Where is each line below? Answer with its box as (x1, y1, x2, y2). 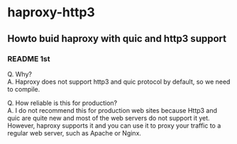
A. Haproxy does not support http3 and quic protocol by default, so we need (7, 77, 231, 86)
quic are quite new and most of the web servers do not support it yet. (7, 113, 211, 122)
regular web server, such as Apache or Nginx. (7, 128, 142, 137)
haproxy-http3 (7, 4, 96, 21)
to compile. (7, 84, 40, 93)
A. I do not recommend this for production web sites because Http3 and (7, 106, 218, 114)
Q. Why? (7, 70, 32, 78)
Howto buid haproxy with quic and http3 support (7, 33, 227, 45)
